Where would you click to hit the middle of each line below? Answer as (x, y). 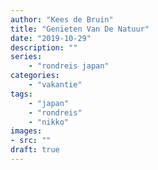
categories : (35, 76)
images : (26, 131)
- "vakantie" (55, 85)
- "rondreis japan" (69, 66)
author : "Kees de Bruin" (62, 19)
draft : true (35, 150)
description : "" (44, 47)
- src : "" (31, 141)
